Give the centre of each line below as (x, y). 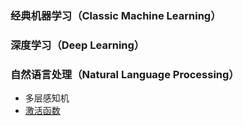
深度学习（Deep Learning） (77, 45)
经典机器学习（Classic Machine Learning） (116, 15)
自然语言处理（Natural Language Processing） (125, 74)
